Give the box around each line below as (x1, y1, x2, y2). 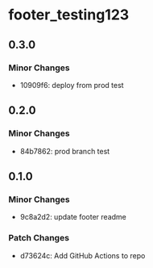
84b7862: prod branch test (19, 146, 110, 156)
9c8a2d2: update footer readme (19, 212, 127, 222)
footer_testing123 (8, 6, 130, 24)
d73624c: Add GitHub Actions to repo (19, 250, 146, 260)
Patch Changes (8, 232, 70, 244)
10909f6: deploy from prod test (19, 80, 124, 90)
